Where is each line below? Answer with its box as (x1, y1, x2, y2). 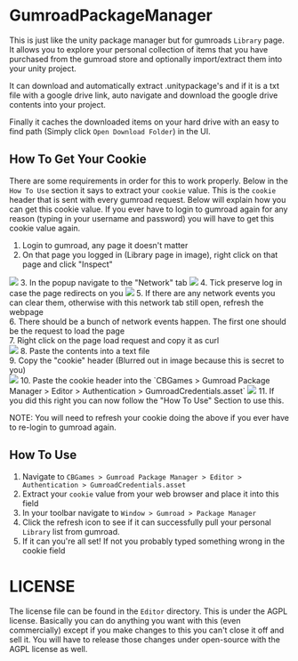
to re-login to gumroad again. (9, 422, 117, 432)
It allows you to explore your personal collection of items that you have (9, 44, 269, 54)
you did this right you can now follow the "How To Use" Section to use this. (9, 395, 285, 406)
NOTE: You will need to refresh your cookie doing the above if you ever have (9, 412, 289, 423)
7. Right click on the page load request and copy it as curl (9, 335, 220, 345)
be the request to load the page (9, 326, 125, 336)
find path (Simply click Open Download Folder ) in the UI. (9, 125, 211, 136)
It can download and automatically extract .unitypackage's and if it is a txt (9, 80, 280, 91)
